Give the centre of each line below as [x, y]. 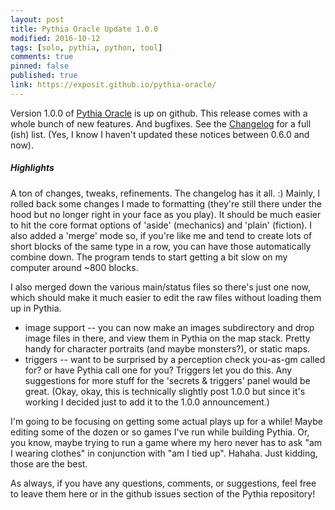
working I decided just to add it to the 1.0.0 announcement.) [147, 402]
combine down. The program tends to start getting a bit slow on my [149, 257]
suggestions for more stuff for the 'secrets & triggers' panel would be [167, 380]
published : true [44, 76]
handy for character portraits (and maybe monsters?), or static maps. [167, 348]
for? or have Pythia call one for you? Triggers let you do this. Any [158, 370]
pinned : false [40, 66]
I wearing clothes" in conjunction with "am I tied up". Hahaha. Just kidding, [164, 453]
